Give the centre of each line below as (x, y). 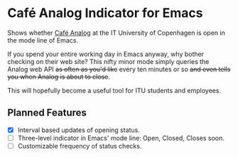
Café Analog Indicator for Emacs (105, 13)
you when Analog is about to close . (59, 77)
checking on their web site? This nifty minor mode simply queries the (108, 61)
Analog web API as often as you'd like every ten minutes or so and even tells (119, 69)
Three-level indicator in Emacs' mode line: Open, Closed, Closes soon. (121, 138)
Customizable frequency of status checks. (80, 146)
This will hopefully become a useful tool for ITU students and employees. (114, 90)
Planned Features (47, 113)
